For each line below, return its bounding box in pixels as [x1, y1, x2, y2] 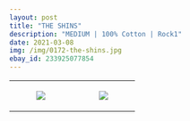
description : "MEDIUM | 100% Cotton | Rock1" [9, 29, 182, 38]
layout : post [9, 12, 58, 22]
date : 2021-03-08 [9, 37, 74, 47]
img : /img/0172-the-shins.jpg [9, 46, 123, 55]
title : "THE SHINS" [9, 21, 82, 30]
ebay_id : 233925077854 [9, 54, 94, 63]
